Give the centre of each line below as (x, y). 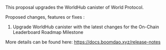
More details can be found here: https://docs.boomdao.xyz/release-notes (83, 42)
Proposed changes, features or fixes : (45, 17)
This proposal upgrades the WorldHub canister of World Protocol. (75, 7)
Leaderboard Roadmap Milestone (48, 32)
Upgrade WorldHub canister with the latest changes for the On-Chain (86, 27)
